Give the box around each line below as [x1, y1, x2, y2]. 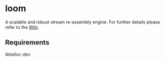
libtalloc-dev [5, 51, 31, 57]
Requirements [5, 39, 49, 47]
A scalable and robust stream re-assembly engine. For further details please [5, 19, 161, 25]
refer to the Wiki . [5, 24, 40, 30]
